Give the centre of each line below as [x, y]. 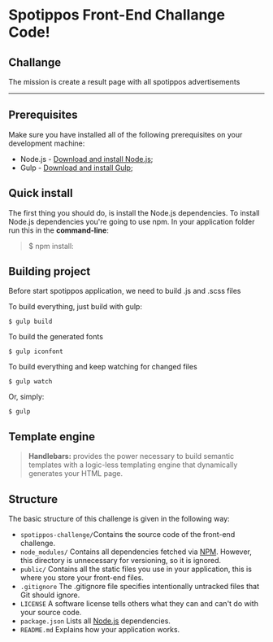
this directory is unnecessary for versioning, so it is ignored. [121, 561]
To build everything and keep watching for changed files [103, 367]
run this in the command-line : [59, 230]
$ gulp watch [30, 382]
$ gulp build [30, 322]
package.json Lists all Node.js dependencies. [95, 621]
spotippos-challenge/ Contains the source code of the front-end [128, 535]
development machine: [47, 143]
